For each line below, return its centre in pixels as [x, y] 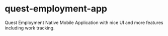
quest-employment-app [56, 9]
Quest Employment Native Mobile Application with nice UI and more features [84, 22]
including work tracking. [30, 27]
